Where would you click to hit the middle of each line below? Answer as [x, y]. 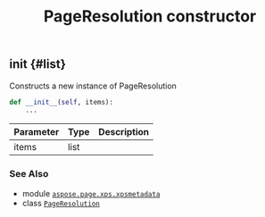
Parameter [37, 132]
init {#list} [38, 64]
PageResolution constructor [150, 17]
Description [124, 132]
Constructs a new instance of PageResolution [93, 86]
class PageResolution [61, 203]
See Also [29, 174]
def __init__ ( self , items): [62, 102]
